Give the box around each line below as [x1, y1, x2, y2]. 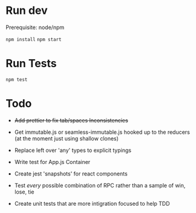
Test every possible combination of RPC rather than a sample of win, [14, 182, 186, 189]
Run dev [5, 4, 48, 18]
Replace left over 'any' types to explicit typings [14, 146, 131, 154]
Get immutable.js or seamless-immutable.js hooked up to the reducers [14, 128, 190, 136]
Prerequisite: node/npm [5, 24, 65, 31]
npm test [5, 76, 28, 82]
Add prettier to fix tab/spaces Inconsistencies [14, 116, 128, 124]
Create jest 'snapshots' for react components [14, 170, 128, 177]
